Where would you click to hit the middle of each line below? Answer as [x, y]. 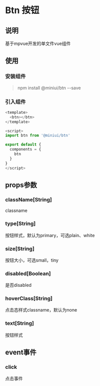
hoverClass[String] [29, 298]
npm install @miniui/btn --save [49, 88]
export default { [23, 145]
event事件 [21, 353]
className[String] [29, 199]
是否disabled [18, 285]
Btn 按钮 [22, 10]
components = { [25, 149]
